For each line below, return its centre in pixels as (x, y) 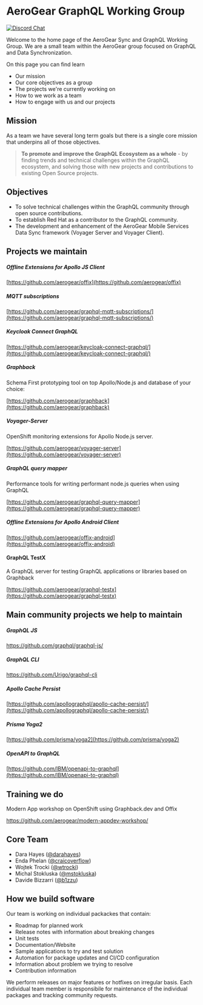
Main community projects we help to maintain (95, 615)
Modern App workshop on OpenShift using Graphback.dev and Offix (92, 809)
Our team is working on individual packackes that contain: (79, 913)
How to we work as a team (48, 95)
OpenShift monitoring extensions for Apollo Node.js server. (80, 436)
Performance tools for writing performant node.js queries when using (93, 484)
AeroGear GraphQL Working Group (95, 11)
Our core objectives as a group (54, 82)
